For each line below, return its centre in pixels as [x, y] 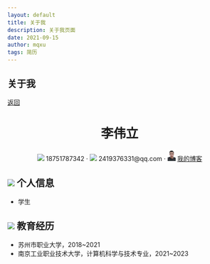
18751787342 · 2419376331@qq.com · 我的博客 [124, 158]
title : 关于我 [27, 22]
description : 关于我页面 [42, 30]
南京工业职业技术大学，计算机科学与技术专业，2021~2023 [103, 253]
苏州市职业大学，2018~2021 [59, 244]
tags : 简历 [22, 53]
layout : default [31, 15]
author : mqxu [27, 45]
